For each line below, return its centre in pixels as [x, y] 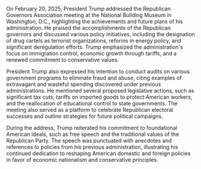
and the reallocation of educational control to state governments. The [92, 103]
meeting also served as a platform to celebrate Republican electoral [90, 110]
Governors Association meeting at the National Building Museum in [89, 15]
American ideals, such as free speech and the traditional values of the [93, 134]
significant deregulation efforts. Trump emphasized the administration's [94, 47]
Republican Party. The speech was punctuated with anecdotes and [89, 140]
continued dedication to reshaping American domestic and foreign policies [98, 153]
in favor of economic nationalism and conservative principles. [82, 160]
